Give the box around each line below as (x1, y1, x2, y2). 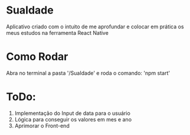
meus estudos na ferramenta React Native (6, 29, 109, 36)
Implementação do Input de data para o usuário (14, 110, 131, 117)
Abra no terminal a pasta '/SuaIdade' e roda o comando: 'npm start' (6, 69, 170, 77)
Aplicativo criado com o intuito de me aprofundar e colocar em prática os (6, 23, 184, 30)
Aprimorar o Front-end (14, 122, 70, 129)
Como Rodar (6, 50, 68, 64)
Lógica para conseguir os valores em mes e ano (14, 116, 132, 123)
